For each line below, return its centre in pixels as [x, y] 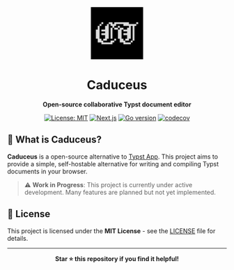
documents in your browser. [47, 171]
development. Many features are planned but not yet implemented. [120, 192]
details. [18, 238]
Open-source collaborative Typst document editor [117, 104]
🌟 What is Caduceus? [55, 140]
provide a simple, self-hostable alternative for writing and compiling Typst [113, 164]
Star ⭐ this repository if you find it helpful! [117, 259]
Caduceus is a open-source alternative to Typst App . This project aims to [112, 157]
